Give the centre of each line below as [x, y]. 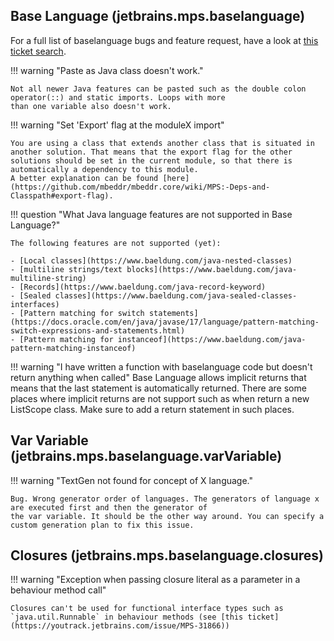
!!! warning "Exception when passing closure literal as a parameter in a [155, 580]
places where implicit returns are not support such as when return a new [160, 398]
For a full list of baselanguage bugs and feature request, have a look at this [164, 40]
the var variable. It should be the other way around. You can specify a [167, 516]
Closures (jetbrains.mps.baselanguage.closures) [167, 555]
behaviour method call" [58, 590]
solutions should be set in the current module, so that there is [151, 160]
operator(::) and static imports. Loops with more [118, 97]
